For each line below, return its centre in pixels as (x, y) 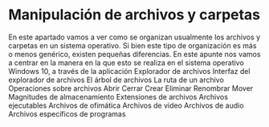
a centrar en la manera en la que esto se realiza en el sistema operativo (126, 63)
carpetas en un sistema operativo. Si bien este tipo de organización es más (132, 45)
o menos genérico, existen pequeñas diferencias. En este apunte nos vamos (134, 54)
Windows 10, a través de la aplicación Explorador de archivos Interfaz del (129, 71)
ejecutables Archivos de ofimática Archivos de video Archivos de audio (126, 105)
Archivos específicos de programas (67, 113)
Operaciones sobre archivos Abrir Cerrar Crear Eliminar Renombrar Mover (131, 88)
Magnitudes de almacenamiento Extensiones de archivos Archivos (118, 96)
